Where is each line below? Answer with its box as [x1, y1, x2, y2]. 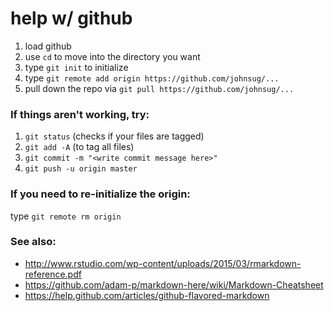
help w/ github [10, 7, 133, 30]
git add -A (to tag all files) [24, 141, 135, 153]
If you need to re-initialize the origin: [10, 187, 191, 201]
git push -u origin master [24, 164, 138, 174]
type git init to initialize [24, 61, 129, 73]
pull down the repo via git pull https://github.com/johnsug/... [24, 82, 295, 94]
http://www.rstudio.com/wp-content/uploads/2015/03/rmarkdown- [24, 257, 302, 269]
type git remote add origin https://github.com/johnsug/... [24, 72, 280, 84]
